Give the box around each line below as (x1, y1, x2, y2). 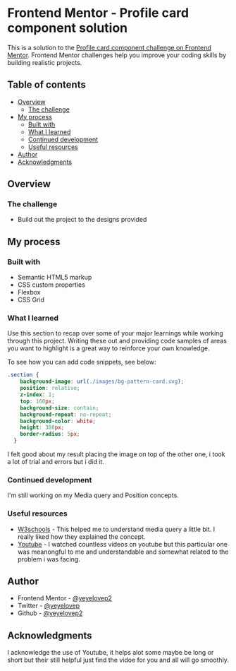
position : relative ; (20, 385, 80, 392)
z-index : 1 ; (20, 391, 55, 398)
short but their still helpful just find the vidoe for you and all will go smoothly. (7, 655, 229, 665)
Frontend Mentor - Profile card (7, 5, 189, 21)
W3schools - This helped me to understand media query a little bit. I (17, 525, 216, 533)
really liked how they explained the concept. (17, 532, 146, 541)
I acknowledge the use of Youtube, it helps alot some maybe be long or (7, 648, 214, 657)
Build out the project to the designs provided (17, 215, 147, 224)
